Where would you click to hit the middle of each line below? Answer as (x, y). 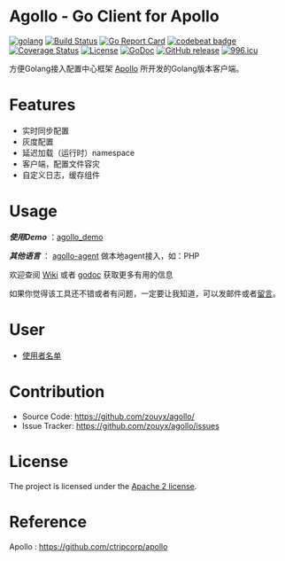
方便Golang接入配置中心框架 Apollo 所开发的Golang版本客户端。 (127, 68)
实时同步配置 (45, 130)
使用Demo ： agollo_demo (56, 237)
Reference (48, 522)
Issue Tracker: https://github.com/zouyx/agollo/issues (120, 425)
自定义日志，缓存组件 (61, 175)
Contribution (57, 391)
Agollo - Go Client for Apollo (114, 16)
